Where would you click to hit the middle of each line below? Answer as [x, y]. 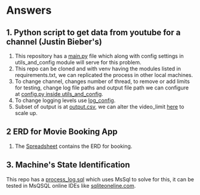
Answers [29, 10]
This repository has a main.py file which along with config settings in [99, 56]
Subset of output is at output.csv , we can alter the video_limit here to [99, 107]
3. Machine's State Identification [68, 165]
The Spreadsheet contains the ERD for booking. [73, 146]
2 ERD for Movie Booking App [62, 132]
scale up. [26, 113]
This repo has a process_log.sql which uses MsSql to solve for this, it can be [100, 179]
